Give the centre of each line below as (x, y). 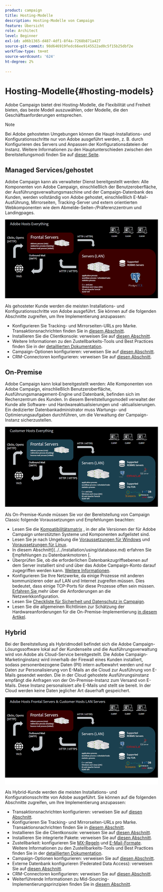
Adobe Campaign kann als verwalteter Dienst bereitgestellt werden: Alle (77, 182)
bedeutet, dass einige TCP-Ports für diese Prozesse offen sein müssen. (83, 586)
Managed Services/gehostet (49, 170)
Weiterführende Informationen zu (45, 879)
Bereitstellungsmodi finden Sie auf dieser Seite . (52, 155)
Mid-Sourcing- (94, 879)
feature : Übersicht (25, 26)
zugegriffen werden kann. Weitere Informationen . (61, 571)
